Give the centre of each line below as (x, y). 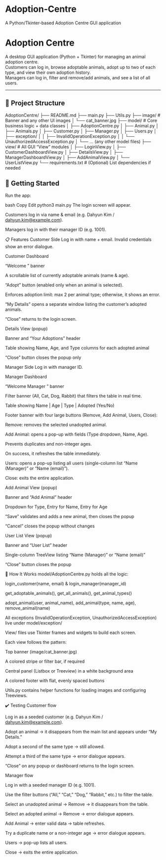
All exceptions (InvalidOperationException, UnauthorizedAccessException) (81, 618)
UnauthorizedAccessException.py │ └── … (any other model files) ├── (78, 141)
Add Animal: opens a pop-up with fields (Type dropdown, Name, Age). (77, 434)
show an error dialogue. (29, 246)
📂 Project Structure (35, 103)
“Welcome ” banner (25, 266)
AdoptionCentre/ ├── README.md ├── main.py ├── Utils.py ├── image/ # (83, 115)
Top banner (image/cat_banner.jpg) (41, 652)
